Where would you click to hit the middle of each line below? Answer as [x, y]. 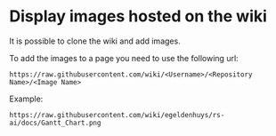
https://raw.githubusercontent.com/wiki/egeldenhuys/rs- [117, 115]
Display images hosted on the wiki [138, 16]
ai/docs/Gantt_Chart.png [55, 123]
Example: [26, 99]
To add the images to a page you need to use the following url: [124, 58]
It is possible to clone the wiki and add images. [95, 41]
